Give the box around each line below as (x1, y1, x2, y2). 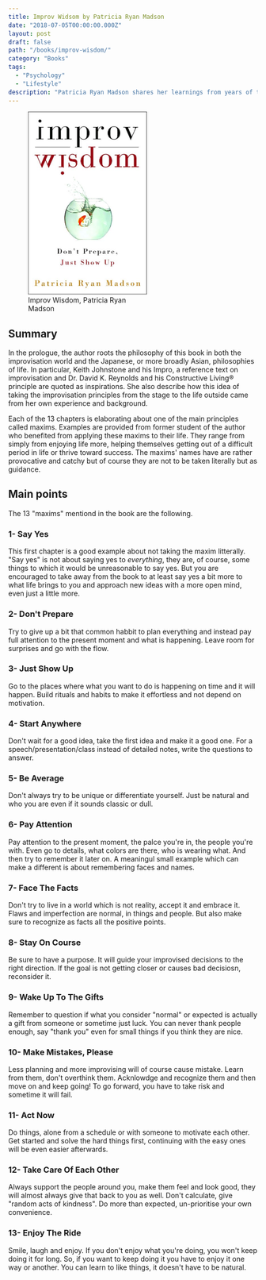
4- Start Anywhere (8, 718, 82, 729)
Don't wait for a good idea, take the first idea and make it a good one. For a (8, 736, 253, 746)
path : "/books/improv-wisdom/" (8, 46, 112, 55)
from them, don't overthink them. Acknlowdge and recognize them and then (8, 1073, 256, 1082)
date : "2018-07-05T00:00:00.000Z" (8, 21, 123, 29)
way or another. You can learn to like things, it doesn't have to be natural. (8, 1263, 247, 1272)
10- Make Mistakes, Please (8, 1047, 113, 1058)
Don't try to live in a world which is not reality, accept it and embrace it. (8, 900, 241, 909)
